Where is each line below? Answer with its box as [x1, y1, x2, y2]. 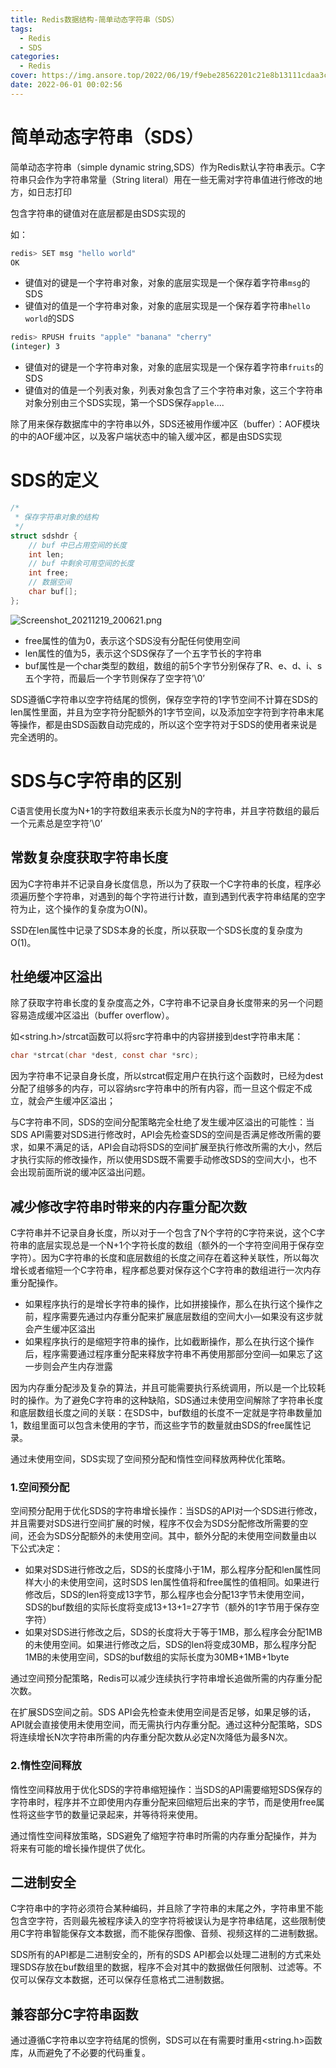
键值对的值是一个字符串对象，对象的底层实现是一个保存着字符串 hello [24, 300, 311, 312]
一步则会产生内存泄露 [24, 1361, 113, 1372]
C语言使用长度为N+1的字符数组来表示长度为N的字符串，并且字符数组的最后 [10, 804, 320, 816]
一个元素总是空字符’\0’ [10, 817, 103, 829]
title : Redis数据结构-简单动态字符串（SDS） [10, 14, 180, 25]
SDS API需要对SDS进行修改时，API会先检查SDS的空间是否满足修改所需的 [10, 1129, 313, 1141]
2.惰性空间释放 [10, 1759, 82, 1773]
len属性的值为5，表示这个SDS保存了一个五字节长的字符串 [24, 647, 262, 659]
